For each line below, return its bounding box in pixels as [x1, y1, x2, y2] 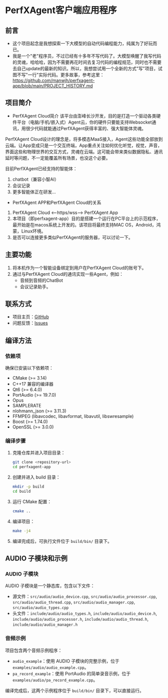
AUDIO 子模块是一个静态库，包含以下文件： [5, 583, 95, 589]
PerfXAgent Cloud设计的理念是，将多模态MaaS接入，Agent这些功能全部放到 [5, 136, 163, 142]
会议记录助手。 [19, 283, 51, 289]
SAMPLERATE [12, 403, 41, 409]
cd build [12, 489, 31, 494]
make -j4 [12, 528, 31, 533]
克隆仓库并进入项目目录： [12, 450, 65, 456]
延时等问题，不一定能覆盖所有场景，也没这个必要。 [5, 155, 110, 161]
